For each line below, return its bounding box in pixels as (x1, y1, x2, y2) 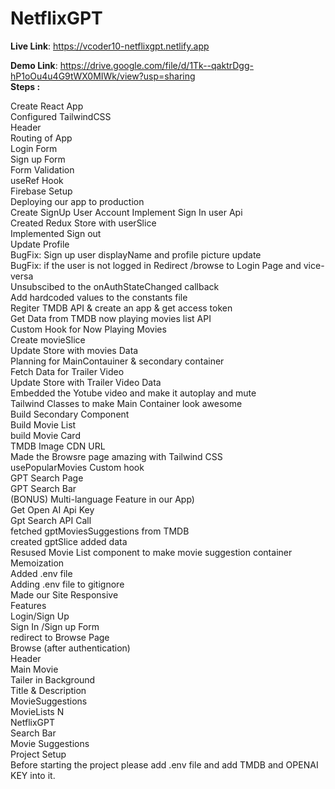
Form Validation (10, 163, 75, 176)
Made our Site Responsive (10, 588, 119, 601)
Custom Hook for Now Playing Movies (10, 323, 167, 335)
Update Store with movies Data (10, 344, 139, 356)
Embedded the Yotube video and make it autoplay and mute (10, 387, 257, 399)
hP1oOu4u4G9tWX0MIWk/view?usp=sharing (10, 70, 196, 82)
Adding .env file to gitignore (10, 578, 125, 590)
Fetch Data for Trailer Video (10, 365, 125, 377)
